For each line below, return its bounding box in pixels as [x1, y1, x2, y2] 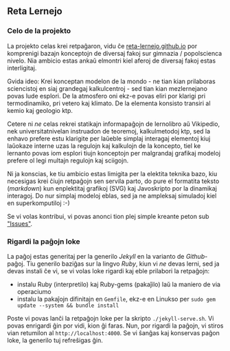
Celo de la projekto [7, 26, 71, 36]
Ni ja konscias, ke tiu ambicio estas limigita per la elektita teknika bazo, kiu [7, 169, 218, 178]
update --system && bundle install [16, 302, 119, 309]
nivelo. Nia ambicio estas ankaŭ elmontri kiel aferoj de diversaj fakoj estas [7, 56, 216, 65]
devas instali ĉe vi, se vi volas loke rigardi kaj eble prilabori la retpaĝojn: [7, 266, 210, 275]
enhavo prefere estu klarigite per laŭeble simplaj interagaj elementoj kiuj [7, 134, 211, 142]
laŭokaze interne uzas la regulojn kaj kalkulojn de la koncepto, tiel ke [7, 141, 201, 150]
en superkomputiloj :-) [7, 199, 70, 207]
